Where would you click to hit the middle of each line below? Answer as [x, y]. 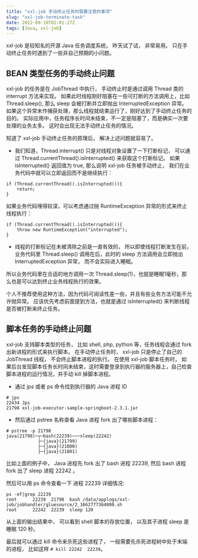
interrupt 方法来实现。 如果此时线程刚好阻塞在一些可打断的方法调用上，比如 [98, 96]
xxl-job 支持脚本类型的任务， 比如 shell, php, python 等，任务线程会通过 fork [99, 344]
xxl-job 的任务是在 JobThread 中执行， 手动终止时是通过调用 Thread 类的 [95, 89]
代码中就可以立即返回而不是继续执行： [66, 173]
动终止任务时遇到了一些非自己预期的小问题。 [60, 53]
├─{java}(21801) [57, 451]
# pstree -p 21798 [29, 431]
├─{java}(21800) [57, 446]
